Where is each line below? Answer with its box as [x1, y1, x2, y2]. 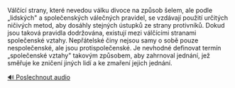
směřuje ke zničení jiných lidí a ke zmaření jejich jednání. [7, 59, 173, 67]
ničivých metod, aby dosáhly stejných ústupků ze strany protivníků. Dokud [7, 21, 225, 29]
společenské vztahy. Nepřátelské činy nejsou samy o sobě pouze [7, 36, 199, 45]
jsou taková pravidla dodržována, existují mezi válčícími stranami [7, 28, 197, 37]
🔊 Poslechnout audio [7, 73, 71, 81]
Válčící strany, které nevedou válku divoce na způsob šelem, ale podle [7, 6, 213, 14]
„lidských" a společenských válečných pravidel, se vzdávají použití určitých [7, 13, 229, 22]
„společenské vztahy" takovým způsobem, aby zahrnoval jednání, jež [7, 51, 211, 60]
